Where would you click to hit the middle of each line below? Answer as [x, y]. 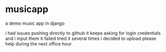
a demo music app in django [35, 23]
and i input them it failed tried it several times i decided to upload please [81, 38]
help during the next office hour [39, 43]
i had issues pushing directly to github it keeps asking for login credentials [83, 33]
